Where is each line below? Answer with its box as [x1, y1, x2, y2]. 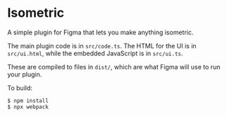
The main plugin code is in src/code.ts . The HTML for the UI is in [7, 41, 197, 50]
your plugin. [7, 70, 42, 78]
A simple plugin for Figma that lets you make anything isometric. [7, 28, 194, 36]
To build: [7, 83, 33, 92]
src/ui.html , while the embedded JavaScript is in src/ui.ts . [7, 49, 183, 57]
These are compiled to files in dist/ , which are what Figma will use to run [7, 62, 221, 71]
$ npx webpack [7, 103, 49, 110]
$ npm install [7, 97, 49, 104]
